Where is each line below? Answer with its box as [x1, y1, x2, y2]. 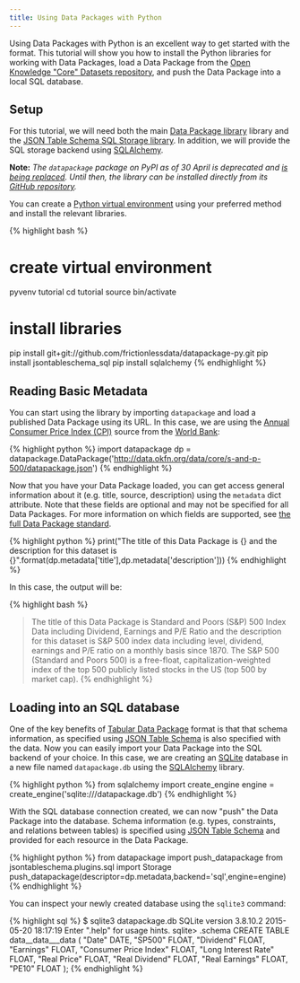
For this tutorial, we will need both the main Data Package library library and [9, 126, 289, 136]
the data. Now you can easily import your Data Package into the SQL [9, 742, 262, 753]
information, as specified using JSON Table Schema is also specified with [9, 733, 281, 743]
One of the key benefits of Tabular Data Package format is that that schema [9, 724, 288, 734]
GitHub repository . [9, 181, 78, 192]
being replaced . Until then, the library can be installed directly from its [9, 171, 269, 182]
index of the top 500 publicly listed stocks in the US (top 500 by [30, 664, 267, 675]
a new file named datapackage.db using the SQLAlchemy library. [9, 761, 244, 772]
